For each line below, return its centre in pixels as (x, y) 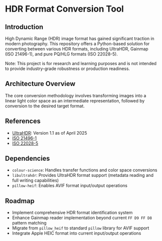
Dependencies (27, 159)
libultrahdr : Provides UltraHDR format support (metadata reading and (83, 175)
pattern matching (29, 223)
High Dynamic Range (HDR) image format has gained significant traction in (80, 38)
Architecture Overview (40, 84)
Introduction (24, 27)
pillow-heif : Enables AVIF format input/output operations (70, 186)
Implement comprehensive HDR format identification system (72, 213)
